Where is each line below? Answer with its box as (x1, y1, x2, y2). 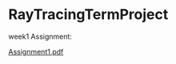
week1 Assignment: (8, 32, 72, 41)
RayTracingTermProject (8, 6, 169, 24)
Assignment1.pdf (8, 47, 64, 56)
